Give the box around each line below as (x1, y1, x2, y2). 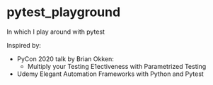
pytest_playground (6, 4, 121, 20)
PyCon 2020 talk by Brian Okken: (16, 54, 114, 63)
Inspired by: (6, 41, 42, 49)
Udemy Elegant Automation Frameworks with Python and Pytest (16, 70, 205, 78)
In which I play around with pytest (6, 27, 105, 36)
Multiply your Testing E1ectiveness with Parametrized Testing (27, 62, 207, 70)
